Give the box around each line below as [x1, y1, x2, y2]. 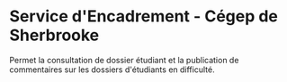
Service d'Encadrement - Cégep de [9, 6, 279, 27]
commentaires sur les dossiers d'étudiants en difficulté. [9, 64, 215, 75]
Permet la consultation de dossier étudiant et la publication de [9, 54, 239, 65]
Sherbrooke [9, 25, 100, 45]
